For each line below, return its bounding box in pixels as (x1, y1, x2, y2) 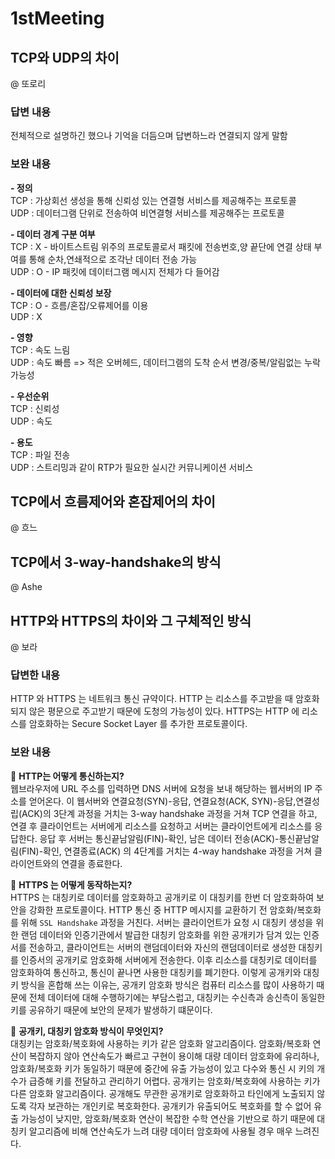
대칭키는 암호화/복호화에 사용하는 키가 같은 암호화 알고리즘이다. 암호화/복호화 (10, 1037, 311, 1049)
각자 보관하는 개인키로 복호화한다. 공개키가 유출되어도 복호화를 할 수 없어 (28, 1100, 312, 1112)
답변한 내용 (10, 668, 61, 682)
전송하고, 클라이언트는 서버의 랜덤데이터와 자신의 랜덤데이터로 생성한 (28, 941, 297, 953)
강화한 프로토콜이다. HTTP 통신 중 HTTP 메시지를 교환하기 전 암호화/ (28, 903, 298, 916)
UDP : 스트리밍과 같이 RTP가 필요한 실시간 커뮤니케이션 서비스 (10, 461, 254, 473)
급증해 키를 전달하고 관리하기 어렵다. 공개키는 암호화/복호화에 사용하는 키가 (28, 1075, 321, 1087)
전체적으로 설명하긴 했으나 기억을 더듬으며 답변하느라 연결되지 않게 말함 (10, 130, 288, 142)
